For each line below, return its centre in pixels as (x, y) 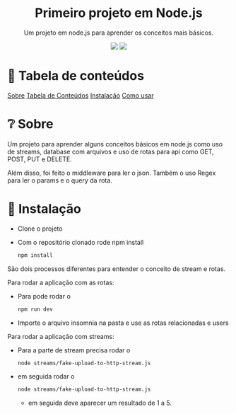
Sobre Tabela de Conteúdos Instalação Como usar (81, 95)
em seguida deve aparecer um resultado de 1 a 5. (100, 403)
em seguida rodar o (46, 376)
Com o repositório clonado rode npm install (81, 242)
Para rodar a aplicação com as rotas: (61, 282)
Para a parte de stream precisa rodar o (74, 350)
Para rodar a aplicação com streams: (61, 336)
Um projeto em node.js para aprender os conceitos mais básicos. (119, 33)
